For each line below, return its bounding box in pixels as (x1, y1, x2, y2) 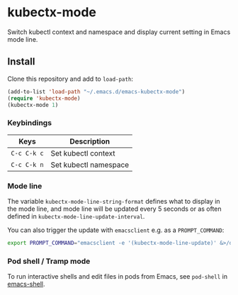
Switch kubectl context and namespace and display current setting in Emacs (7, 28, 231, 36)
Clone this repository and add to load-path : (7, 74, 133, 83)
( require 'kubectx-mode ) (7, 95, 81, 102)
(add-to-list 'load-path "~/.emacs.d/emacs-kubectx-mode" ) (7, 88, 186, 96)
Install (7, 56, 35, 68)
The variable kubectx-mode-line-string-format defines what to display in (7, 197, 221, 205)
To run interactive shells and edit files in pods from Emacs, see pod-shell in (7, 272, 228, 281)
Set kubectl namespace (50, 160, 130, 170)
